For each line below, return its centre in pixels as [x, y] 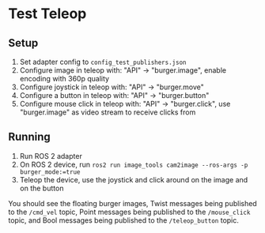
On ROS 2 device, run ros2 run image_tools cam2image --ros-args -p [134, 164]
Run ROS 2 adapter [51, 156]
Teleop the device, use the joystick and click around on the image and [134, 179]
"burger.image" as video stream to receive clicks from [108, 112]
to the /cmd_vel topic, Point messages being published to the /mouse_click [129, 212]
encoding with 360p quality [64, 79]
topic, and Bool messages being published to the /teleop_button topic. [124, 220]
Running [30, 137]
